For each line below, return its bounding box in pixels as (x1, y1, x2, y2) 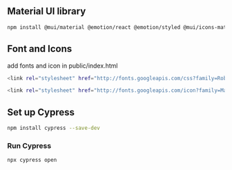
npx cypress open (7, 157, 57, 164)
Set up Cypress (7, 106, 75, 118)
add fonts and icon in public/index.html (7, 62, 118, 70)
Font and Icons (7, 43, 72, 55)
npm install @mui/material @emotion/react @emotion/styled (7, 23, 181, 30)
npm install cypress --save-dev (7, 124, 100, 132)
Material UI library (7, 6, 86, 17)
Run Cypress (7, 141, 52, 151)
